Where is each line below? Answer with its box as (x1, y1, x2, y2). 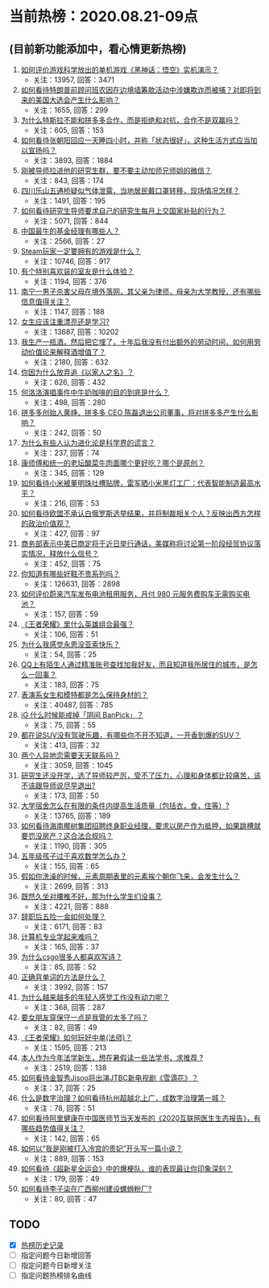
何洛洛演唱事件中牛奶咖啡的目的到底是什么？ (20, 388, 170, 397)
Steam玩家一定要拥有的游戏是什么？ (20, 247, 142, 256)
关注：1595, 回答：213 (32, 1043, 107, 1052)
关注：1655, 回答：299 (32, 106, 109, 115)
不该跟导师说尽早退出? (20, 781, 96, 790)
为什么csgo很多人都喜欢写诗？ (20, 952, 123, 961)
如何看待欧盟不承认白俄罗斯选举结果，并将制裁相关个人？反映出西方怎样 (20, 509, 261, 518)
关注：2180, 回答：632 (32, 357, 109, 367)
